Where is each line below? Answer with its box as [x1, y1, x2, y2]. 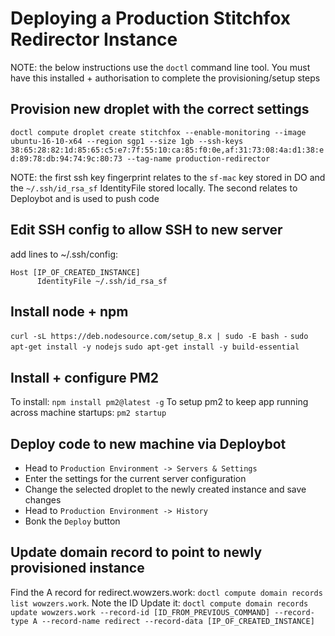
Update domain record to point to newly [10, 544, 263, 561]
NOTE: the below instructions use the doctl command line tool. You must [10, 61, 311, 73]
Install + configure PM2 [10, 369, 160, 386]
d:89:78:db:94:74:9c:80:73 [10, 153, 123, 164]
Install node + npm [10, 303, 129, 320]
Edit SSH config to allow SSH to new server [10, 222, 283, 239]
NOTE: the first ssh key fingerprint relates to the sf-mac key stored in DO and [10, 171, 326, 183]
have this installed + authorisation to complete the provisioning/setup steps [10, 72, 321, 84]
